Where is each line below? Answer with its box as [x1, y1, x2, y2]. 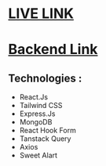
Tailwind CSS [19, 101, 63, 110]
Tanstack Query [19, 134, 71, 143]
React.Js [19, 92, 49, 102]
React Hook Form [19, 126, 76, 135]
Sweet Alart [19, 150, 57, 161]
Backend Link [8, 41, 98, 59]
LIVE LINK [8, 5, 75, 23]
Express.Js [19, 109, 56, 118]
